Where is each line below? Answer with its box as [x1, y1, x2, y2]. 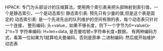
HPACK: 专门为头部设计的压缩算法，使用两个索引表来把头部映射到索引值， [5, 4, 154, 10]
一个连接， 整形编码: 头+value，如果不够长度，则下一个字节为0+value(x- [5, 22, 151, 28]
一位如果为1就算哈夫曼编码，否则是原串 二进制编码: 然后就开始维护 [21, 34, 156, 40]
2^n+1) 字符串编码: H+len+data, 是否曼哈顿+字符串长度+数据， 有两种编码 [5, 29, 153, 34]
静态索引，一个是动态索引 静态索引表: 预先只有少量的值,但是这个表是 [13, 10, 151, 16]
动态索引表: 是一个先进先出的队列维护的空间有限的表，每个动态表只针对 [14, 17, 158, 22]
